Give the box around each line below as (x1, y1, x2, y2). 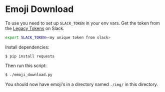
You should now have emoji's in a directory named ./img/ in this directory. (5, 81, 158, 87)
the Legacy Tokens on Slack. (5, 25, 65, 31)
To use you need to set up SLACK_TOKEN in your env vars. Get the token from (5, 20, 160, 26)
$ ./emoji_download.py (5, 72, 52, 77)
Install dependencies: (5, 44, 49, 50)
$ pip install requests (5, 53, 55, 58)
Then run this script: (5, 62, 47, 68)
